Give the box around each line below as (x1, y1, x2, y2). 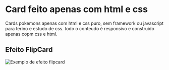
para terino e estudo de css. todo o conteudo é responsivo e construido (5, 25, 155, 31)
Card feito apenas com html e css (5, 4, 148, 15)
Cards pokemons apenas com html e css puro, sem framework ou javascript (5, 20, 164, 26)
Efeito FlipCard (5, 45, 53, 54)
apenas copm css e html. (5, 31, 58, 37)
